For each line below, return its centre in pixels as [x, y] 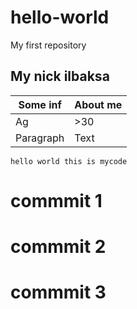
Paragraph [40, 138]
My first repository [48, 45]
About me [98, 104]
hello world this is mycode [69, 161]
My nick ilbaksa [60, 76]
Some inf [40, 104]
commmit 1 [56, 200]
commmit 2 [58, 247]
